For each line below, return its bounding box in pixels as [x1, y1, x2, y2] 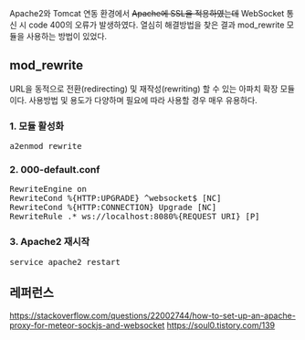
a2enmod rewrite [9, 141, 82, 152]
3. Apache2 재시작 [9, 236, 90, 249]
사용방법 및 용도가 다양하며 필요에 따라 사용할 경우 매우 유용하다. [28, 94, 258, 105]
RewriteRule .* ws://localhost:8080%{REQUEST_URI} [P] [9, 211, 260, 222]
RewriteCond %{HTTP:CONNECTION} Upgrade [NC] [9, 202, 217, 213]
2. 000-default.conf [9, 164, 100, 176]
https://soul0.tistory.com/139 [166, 319, 276, 331]
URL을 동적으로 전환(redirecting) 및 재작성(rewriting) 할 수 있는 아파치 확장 [9, 83, 279, 94]
